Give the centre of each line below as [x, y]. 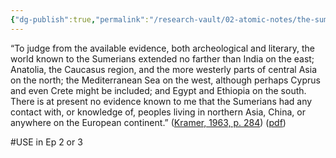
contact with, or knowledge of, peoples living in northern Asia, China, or [158, 112]
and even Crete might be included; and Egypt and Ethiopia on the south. [158, 90]
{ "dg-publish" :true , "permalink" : [80, 19]
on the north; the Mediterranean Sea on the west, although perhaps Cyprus [165, 80]
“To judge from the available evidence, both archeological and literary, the [162, 48]
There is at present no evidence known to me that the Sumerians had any [161, 101]
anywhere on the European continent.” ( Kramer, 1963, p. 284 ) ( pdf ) [148, 122]
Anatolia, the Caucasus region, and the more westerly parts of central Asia [163, 69]
